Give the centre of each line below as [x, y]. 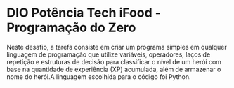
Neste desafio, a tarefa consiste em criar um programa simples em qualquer [117, 47]
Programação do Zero [71, 28]
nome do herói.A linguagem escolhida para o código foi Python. [99, 76]
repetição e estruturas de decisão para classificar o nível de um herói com [114, 61]
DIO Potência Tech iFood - [84, 13]
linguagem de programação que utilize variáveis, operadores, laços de [109, 54]
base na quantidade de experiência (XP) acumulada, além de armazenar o [114, 69]
